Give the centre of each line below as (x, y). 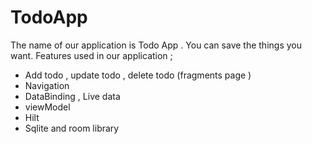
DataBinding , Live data (72, 96)
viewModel (47, 107)
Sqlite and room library (72, 128)
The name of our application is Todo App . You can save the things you (156, 45)
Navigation (47, 85)
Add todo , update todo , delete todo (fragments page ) (138, 75)
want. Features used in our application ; (91, 55)
